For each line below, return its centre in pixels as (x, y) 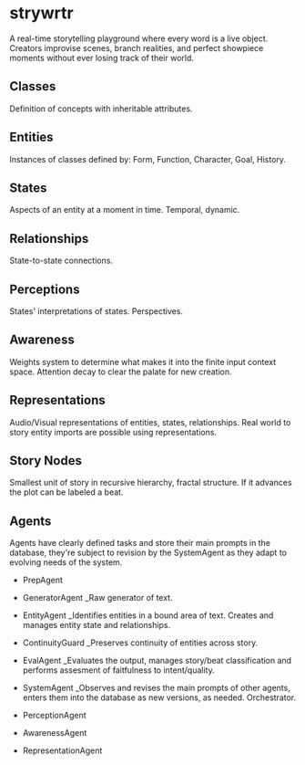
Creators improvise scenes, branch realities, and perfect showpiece (137, 47)
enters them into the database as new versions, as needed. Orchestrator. (159, 697)
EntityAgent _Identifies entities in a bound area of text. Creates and (148, 615)
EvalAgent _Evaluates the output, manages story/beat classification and (157, 661)
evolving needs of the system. (66, 562)
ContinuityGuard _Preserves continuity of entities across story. (140, 643)
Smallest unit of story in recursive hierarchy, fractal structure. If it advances (151, 483)
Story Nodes (46, 461)
